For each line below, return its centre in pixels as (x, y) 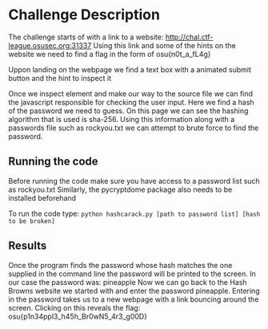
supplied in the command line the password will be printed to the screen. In (132, 274)
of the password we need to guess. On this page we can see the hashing (128, 111)
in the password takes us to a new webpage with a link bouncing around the (134, 299)
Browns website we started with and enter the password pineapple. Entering (134, 290)
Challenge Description (84, 15)
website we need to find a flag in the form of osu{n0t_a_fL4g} (110, 54)
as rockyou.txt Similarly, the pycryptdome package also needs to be (120, 189)
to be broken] (32, 221)
